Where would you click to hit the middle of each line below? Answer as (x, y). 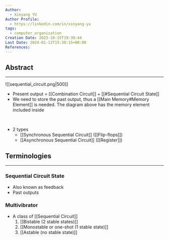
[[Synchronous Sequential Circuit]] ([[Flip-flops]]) (71, 135)
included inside (28, 110)
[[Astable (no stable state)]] (49, 232)
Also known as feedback (38, 187)
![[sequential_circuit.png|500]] (37, 84)
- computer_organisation (36, 33)
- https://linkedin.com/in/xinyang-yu (51, 24)
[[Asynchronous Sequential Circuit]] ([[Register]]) (71, 140)
